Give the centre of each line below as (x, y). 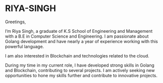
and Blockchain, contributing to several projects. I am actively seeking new (80, 70)
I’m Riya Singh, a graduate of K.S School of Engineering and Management (79, 31)
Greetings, (16, 22)
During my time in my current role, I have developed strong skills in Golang (80, 65)
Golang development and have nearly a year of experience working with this (81, 41)
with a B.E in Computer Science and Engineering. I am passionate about (77, 36)
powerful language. (25, 46)
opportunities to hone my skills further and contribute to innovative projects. (81, 75)
